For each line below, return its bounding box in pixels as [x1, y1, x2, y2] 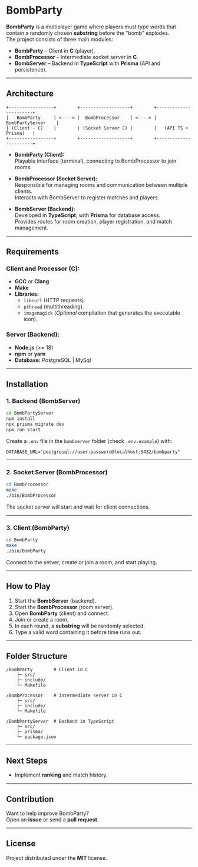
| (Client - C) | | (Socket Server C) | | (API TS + [6, 125, 189, 131]
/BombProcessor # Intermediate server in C [6, 693, 123, 698]
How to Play [6, 581, 51, 591]
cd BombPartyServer [6, 410, 54, 416]
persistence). [14, 66, 47, 73]
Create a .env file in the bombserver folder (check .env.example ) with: [6, 437, 173, 444]
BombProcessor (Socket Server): [14, 175, 98, 182]
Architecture [6, 89, 54, 99]
